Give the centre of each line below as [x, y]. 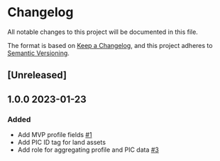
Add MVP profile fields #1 [55, 135]
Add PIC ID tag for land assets [62, 143]
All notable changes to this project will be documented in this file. [103, 32]
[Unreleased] [37, 75]
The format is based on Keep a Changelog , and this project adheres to [110, 45]
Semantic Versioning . [38, 53]
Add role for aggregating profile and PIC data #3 [88, 150]
